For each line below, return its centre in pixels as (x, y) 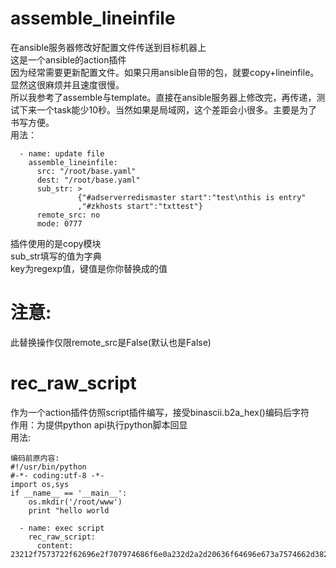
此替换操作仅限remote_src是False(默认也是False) (111, 342)
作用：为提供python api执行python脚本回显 (99, 424)
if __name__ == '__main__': (69, 493)
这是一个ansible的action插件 (68, 59)
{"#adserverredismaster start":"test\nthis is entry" (192, 197)
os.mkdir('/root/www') (75, 502)
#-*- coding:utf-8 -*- (57, 475)
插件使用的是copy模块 (56, 243)
